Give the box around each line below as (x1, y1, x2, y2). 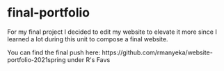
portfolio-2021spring (7, 55, 66, 63)
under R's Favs (67, 55, 111, 63)
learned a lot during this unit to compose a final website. (7, 34, 168, 43)
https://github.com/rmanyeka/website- (102, 48, 214, 57)
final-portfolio (7, 5, 90, 21)
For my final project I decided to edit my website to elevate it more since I (7, 28, 217, 36)
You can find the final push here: (7, 48, 101, 57)
